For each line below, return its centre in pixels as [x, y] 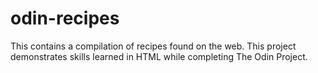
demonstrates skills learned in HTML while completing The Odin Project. [159, 56]
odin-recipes [65, 18]
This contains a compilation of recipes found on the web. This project [153, 46]
